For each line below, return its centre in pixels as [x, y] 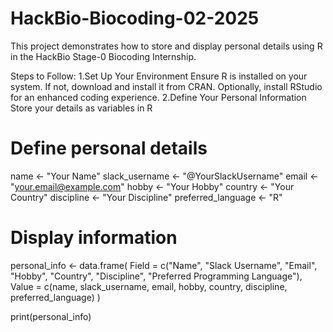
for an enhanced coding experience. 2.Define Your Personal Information [158, 97]
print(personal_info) [51, 316]
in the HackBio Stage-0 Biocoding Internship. [103, 56]
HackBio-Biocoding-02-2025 [135, 18]
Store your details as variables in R [81, 108]
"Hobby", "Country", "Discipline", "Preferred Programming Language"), [156, 276]
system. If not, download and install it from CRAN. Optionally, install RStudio [166, 86]
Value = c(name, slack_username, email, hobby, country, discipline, [149, 286]
